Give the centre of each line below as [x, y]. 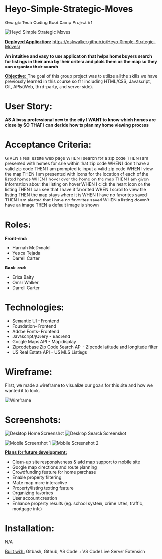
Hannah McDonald [31, 247]
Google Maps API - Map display [44, 341]
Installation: [30, 528]
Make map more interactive [40, 482]
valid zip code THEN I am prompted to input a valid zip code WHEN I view [79, 168]
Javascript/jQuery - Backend [41, 336]
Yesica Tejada [26, 253]
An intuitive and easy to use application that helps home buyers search [79, 56]
